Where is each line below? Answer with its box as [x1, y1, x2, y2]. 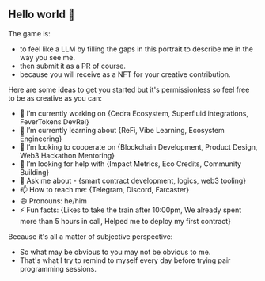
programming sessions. [19, 264, 97, 273]
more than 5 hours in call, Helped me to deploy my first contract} [19, 216, 232, 226]
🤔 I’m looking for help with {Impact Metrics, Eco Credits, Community [19, 159, 242, 169]
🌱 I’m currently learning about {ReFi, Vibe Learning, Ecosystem [19, 125, 225, 135]
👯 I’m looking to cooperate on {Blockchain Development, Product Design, [19, 142, 258, 151]
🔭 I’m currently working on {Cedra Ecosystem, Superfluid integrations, [19, 108, 249, 118]
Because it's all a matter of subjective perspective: [8, 231, 173, 241]
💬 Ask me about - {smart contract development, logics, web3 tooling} [19, 176, 247, 185]
